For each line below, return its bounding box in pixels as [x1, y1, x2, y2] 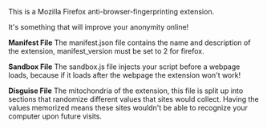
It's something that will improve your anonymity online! [8, 22, 189, 31]
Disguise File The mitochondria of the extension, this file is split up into [8, 86, 244, 95]
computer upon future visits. [8, 111, 103, 121]
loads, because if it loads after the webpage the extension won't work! [8, 71, 241, 79]
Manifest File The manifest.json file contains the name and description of [8, 38, 251, 47]
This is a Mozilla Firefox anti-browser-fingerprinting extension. [8, 7, 215, 16]
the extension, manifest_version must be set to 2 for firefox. [8, 46, 204, 55]
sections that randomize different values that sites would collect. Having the [8, 95, 259, 103]
